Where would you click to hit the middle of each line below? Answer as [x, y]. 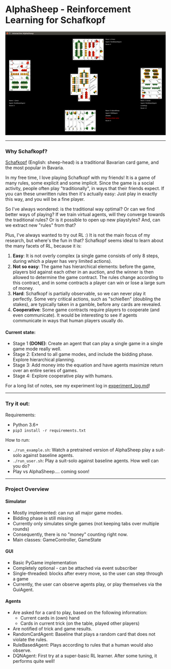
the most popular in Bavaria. [35, 168]
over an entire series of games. [45, 371]
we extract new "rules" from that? [41, 225]
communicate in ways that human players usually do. [68, 321]
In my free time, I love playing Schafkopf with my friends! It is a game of [81, 178]
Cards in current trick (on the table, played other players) [80, 623]
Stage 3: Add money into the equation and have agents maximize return [88, 365]
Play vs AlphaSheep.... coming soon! [51, 471]
